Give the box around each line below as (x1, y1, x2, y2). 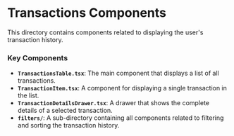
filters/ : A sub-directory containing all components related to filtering (17, 114, 224, 122)
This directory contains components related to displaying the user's (7, 28, 204, 36)
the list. (17, 91, 39, 100)
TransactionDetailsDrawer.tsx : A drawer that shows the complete (17, 99, 210, 107)
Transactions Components (7, 5, 167, 21)
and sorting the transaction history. (17, 121, 120, 130)
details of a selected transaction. (17, 107, 113, 115)
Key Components (7, 53, 68, 62)
